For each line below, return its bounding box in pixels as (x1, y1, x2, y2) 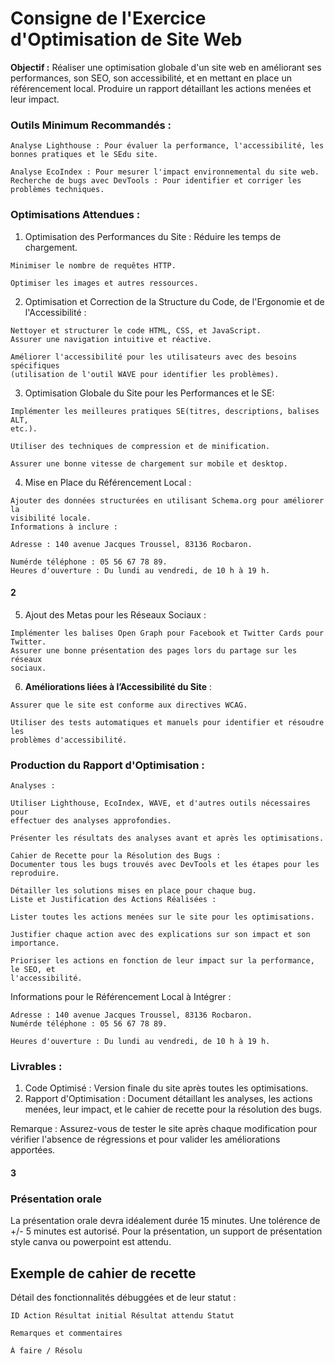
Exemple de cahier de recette (10, 1265, 197, 1282)
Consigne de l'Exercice (10, 7, 207, 30)
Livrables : (10, 1059, 63, 1073)
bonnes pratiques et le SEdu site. (10, 150, 159, 160)
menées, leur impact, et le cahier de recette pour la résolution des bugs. (24, 1103, 323, 1116)
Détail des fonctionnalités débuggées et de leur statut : (10, 1292, 237, 1304)
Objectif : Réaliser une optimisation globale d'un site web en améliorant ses (10, 61, 322, 73)
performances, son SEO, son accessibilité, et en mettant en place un (10, 72, 292, 84)
